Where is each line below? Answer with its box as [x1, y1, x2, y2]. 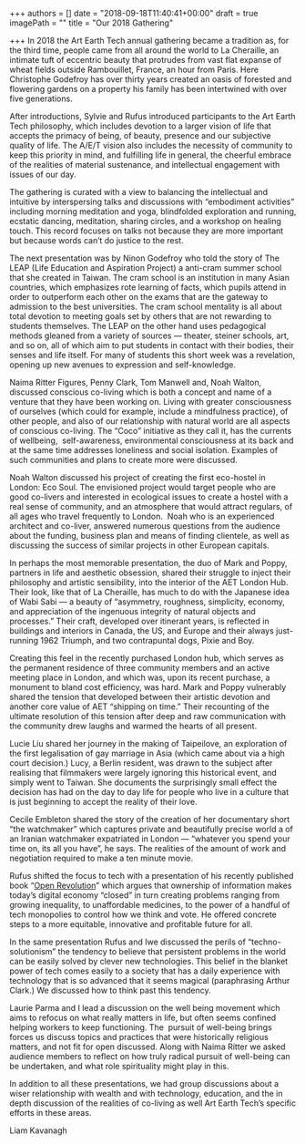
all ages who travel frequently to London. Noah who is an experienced [9, 511, 275, 521]
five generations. [9, 93, 73, 104]
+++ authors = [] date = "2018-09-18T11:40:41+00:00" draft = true [9, 8, 259, 18]
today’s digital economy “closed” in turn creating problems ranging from [9, 890, 280, 901]
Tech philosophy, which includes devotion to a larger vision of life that [9, 120, 271, 131]
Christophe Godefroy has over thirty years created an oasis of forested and [9, 74, 292, 85]
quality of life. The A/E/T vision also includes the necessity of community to [9, 140, 293, 150]
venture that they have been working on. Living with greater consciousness [9, 397, 292, 407]
